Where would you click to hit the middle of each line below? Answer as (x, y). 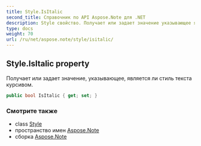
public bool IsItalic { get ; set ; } (52, 95)
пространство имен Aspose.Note (57, 130)
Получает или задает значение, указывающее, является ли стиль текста (99, 78)
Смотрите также (32, 111)
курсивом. (20, 84)
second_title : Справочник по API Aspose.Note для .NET (76, 17)
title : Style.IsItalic (34, 12)
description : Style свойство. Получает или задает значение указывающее (99, 23)
